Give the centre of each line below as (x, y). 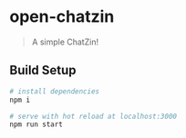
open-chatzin (62, 17)
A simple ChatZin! (65, 42)
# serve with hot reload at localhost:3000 (93, 116)
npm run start (36, 124)
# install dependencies (55, 91)
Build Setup (43, 70)
